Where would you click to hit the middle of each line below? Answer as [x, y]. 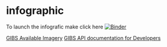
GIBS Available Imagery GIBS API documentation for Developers [83, 38]
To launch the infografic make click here [55, 27]
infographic [35, 11]
